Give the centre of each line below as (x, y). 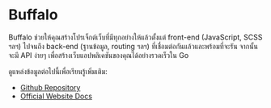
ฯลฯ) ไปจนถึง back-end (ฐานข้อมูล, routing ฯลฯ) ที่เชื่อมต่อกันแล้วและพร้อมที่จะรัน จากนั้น (133, 46)
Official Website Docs (56, 96)
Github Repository (50, 87)
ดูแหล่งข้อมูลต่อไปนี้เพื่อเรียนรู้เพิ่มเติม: (58, 71)
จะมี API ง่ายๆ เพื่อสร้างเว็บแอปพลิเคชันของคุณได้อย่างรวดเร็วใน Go (99, 55)
